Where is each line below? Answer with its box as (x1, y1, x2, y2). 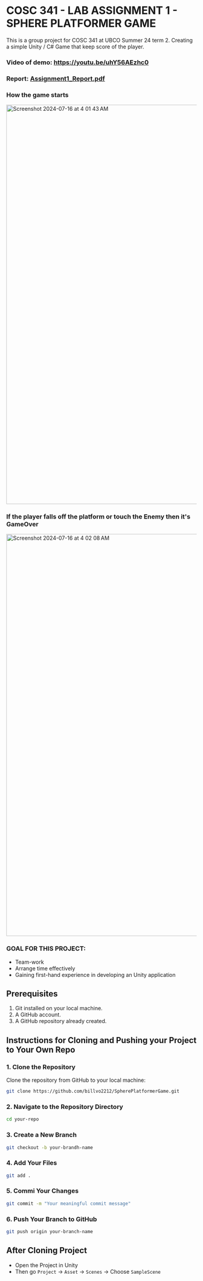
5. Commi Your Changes (6, 1187, 79, 1195)
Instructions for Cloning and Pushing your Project (6, 1035, 197, 1045)
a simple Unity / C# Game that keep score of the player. (6, 43, 144, 50)
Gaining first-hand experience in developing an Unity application (14, 971, 176, 978)
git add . (6, 1173, 31, 1179)
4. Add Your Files (6, 1159, 57, 1167)
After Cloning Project (6, 1245, 88, 1256)
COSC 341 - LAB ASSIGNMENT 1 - (6, 4, 178, 18)
